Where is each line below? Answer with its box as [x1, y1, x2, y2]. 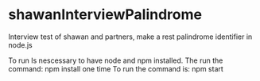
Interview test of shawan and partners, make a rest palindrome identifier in [8, 32, 253, 41]
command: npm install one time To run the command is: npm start [8, 64, 224, 73]
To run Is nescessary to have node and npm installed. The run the [8, 56, 223, 65]
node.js [8, 40, 33, 49]
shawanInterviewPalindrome [8, 6, 203, 24]
